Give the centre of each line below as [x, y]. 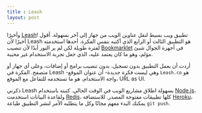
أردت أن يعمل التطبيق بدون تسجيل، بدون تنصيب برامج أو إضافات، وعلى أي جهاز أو [99, 66]
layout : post [23, 18]
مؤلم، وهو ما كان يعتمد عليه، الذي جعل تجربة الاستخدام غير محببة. [80, 54]
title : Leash [25, 12]
